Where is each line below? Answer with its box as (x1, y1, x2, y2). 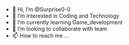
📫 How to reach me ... (12, 32, 69, 39)
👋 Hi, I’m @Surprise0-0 (12, 6, 71, 13)
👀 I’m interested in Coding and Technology (12, 12, 120, 19)
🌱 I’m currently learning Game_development (12, 19, 123, 26)
